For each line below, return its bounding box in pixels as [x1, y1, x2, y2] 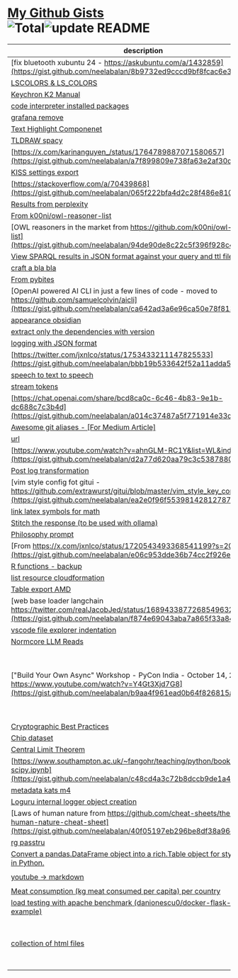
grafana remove [11, 112, 64, 122]
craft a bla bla [11, 263, 57, 273]
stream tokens [11, 381, 59, 391]
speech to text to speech [11, 370, 93, 380]
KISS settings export [11, 167, 79, 177]
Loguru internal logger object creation [11, 797, 137, 807]
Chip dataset [11, 733, 54, 743]
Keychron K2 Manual [11, 89, 81, 99]
